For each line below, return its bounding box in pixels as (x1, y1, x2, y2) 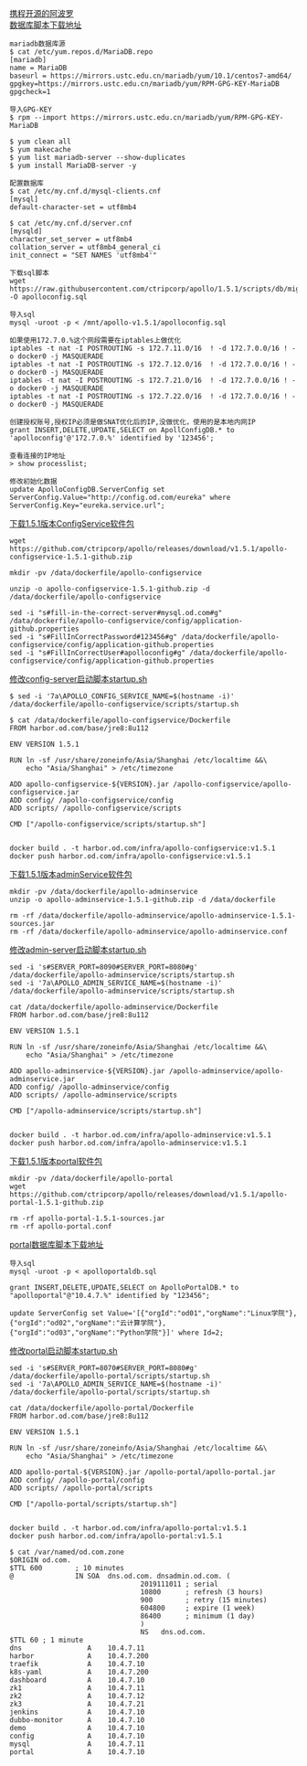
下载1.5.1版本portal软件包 (9, 1155, 103, 1166)
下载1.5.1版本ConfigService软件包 (9, 518, 135, 528)
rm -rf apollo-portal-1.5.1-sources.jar (9, 1214, 166, 1223)
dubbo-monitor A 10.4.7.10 (9, 1716, 145, 1725)
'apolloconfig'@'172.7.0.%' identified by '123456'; (9, 433, 215, 442)
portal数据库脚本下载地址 (9, 1239, 104, 1250)
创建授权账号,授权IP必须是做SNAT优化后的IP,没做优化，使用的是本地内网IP (9, 418, 256, 427)
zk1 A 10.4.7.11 (9, 1684, 145, 1693)
